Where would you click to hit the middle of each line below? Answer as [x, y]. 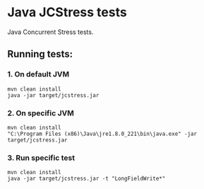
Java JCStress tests [67, 12]
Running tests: [40, 54]
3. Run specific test [41, 158]
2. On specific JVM [41, 113]
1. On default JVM [38, 74]
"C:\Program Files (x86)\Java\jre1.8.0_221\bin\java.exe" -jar [102, 134]
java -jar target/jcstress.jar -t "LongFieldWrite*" [86, 179]
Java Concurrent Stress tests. [50, 32]
